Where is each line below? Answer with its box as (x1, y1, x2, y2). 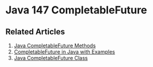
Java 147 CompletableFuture (5, 3, 147, 17)
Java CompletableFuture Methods (13, 42, 96, 49)
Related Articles (5, 27, 65, 37)
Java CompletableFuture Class (13, 55, 88, 61)
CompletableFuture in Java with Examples (13, 48, 115, 55)
